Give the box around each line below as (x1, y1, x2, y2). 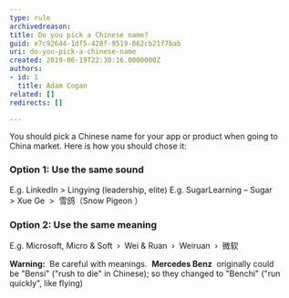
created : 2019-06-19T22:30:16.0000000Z (9, 56, 161, 65)
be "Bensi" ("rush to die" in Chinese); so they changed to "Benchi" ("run (9, 268, 281, 279)
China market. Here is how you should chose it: (9, 140, 187, 151)
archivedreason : (9, 22, 71, 31)
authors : (9, 65, 43, 74)
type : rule (9, 13, 51, 23)
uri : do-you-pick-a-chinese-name (9, 47, 137, 57)
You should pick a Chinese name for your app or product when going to (9, 131, 278, 142)
